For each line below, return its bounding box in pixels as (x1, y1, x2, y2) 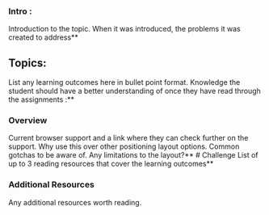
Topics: (8, 56, 47, 70)
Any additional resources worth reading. (8, 197, 142, 207)
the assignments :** (8, 95, 75, 104)
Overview (8, 115, 48, 126)
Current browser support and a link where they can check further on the (8, 133, 249, 143)
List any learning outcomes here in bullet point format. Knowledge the (8, 78, 241, 87)
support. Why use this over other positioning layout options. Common (8, 141, 240, 151)
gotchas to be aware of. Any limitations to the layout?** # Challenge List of (8, 150, 258, 160)
